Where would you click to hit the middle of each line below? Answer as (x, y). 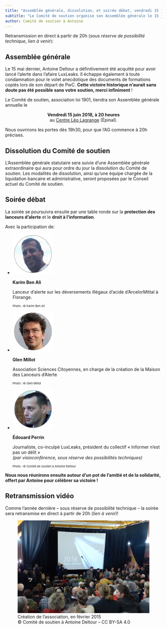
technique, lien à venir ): (29, 41)
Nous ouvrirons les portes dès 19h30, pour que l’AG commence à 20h (76, 130)
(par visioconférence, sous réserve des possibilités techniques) (77, 457)
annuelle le (16, 105)
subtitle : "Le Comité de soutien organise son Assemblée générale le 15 (82, 16)
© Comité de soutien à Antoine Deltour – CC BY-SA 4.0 (74, 622)
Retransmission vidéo (40, 496)
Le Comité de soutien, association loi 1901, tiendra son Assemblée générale (82, 100)
